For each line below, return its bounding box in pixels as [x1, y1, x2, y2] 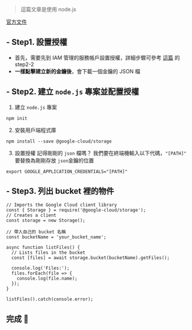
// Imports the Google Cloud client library [6, 202, 117, 208]
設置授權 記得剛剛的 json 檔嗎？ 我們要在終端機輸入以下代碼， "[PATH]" [14, 149, 187, 156]
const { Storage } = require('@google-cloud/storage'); [6, 207, 146, 213]
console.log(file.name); [16, 276, 78, 282]
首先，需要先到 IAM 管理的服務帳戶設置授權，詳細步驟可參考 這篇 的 [14, 54, 180, 61]
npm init [6, 115, 28, 121]
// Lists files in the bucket [11, 250, 85, 256]
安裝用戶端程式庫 [14, 127, 57, 134]
